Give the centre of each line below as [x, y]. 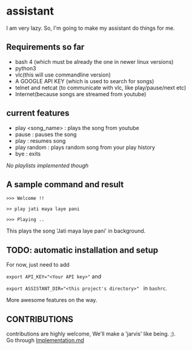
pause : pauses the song [46, 134]
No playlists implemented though [48, 165]
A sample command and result [65, 184]
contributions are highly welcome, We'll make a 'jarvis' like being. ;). [91, 334]
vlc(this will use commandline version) [63, 75]
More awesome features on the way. [52, 300]
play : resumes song [40, 140]
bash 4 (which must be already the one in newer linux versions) [94, 61]
